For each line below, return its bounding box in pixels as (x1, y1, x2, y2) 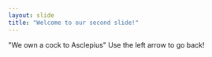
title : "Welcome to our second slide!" (8, 19, 139, 27)
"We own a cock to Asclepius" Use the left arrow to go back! (8, 40, 205, 49)
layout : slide (8, 11, 55, 20)
